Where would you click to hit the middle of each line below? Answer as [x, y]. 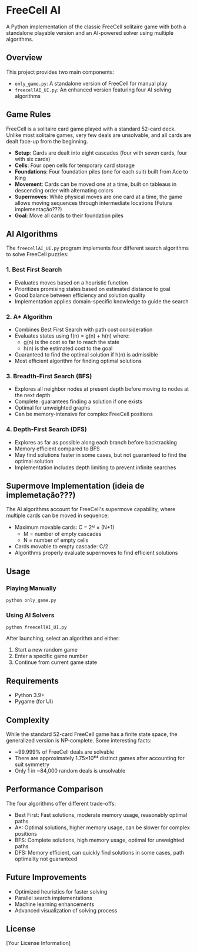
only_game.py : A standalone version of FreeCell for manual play [91, 83]
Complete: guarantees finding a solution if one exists [79, 401]
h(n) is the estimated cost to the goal [68, 348]
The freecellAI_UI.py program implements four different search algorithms [98, 248]
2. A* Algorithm [29, 316]
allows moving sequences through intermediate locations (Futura [93, 203]
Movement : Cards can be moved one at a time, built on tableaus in [96, 184]
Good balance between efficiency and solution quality [80, 295]
